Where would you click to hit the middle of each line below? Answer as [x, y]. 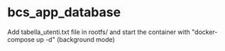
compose [21, 39]
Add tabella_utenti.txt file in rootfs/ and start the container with [99, 32]
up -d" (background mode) [76, 39]
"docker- [204, 32]
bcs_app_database [64, 12]
